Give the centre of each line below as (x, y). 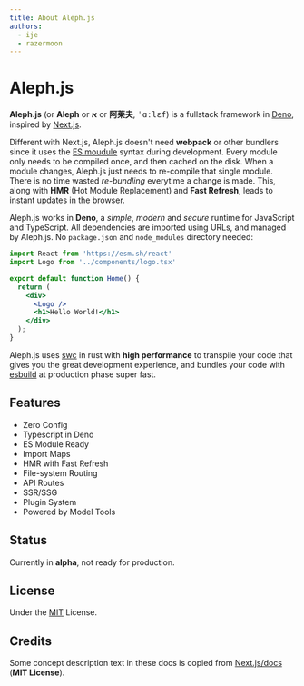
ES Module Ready (55, 444)
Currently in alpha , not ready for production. (92, 562)
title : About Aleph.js (52, 18)
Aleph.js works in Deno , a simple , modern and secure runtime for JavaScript (152, 218)
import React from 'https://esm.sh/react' (91, 254)
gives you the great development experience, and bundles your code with (147, 364)
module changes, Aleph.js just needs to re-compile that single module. (142, 171)
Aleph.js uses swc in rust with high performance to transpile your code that (151, 354)
